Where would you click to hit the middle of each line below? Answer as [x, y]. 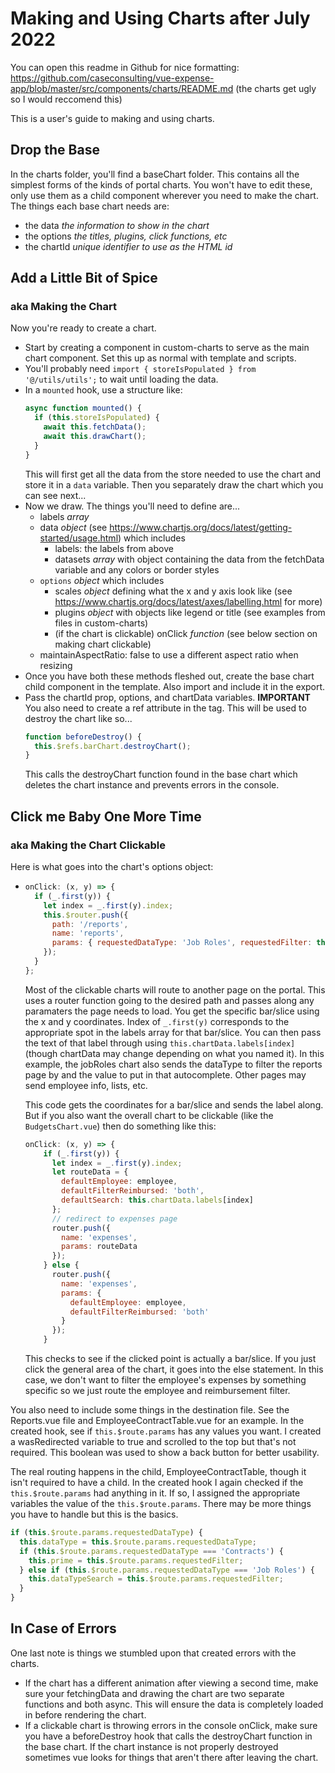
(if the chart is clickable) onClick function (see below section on [186, 633]
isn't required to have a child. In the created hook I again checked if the [157, 1482]
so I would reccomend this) [66, 99]
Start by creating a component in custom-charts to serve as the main [167, 348]
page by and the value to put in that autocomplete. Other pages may [165, 1074]
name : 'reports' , [88, 933]
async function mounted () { [83, 408]
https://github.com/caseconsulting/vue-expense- [112, 78]
